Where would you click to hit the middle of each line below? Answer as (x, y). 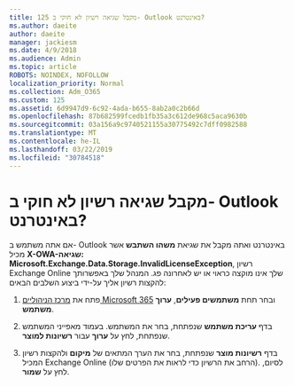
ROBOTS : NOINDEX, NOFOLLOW (59, 75)
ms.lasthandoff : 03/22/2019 (61, 149)
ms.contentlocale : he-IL (55, 141)
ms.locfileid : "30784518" (57, 158)
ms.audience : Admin (45, 59)
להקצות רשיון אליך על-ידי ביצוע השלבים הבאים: (88, 283)
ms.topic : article (43, 67)
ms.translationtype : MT (53, 133)
